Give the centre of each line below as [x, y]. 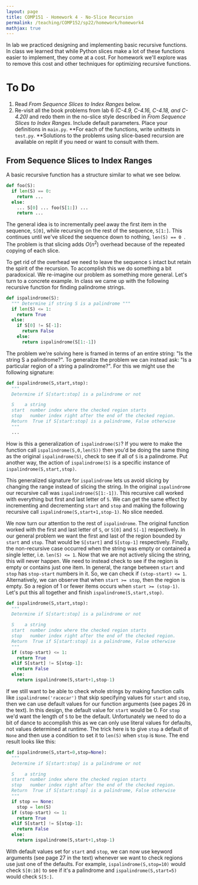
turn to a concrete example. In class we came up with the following [88, 281]
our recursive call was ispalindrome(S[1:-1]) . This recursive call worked [95, 493]
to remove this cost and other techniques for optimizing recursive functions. [98, 64]
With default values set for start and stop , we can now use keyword [89, 851]
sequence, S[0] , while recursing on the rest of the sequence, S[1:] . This [94, 231]
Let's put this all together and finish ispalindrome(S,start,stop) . [85, 592]
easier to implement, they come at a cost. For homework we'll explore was [97, 57]
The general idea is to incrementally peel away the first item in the [86, 224]
